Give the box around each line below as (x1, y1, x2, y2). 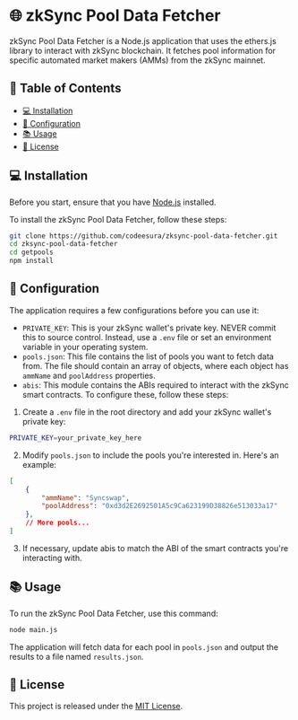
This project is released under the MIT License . (9, 701, 183, 712)
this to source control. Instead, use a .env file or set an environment (21, 331, 272, 342)
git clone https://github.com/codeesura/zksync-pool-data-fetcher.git (9, 231, 278, 241)
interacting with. (21, 552, 82, 563)
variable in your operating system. (21, 341, 149, 352)
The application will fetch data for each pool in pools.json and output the (9, 641, 279, 652)
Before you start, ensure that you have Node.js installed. (9, 197, 217, 207)
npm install (9, 257, 54, 266)
